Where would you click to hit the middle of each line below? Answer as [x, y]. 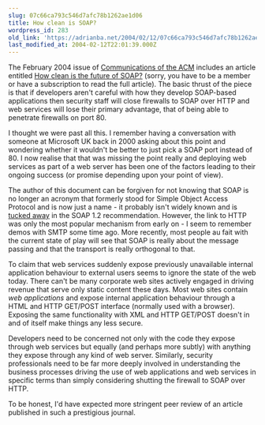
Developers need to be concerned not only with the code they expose [122, 338]
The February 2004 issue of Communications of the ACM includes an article [132, 67]
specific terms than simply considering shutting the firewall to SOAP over [127, 381]
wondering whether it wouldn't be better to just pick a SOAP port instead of [131, 150]
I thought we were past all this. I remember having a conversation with [122, 133]
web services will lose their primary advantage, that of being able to [119, 109]
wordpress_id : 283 [38, 30]
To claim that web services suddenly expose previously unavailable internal [131, 265]
